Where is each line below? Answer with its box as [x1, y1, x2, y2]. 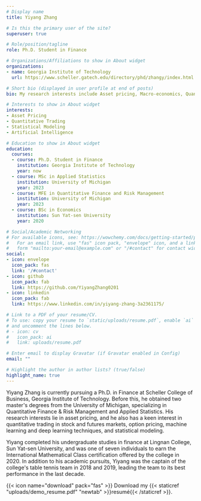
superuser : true [6, 30, 47, 36]
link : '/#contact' [11, 267, 58, 274]
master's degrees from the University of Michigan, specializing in [6, 401, 167, 408]
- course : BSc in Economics [11, 207, 82, 213]
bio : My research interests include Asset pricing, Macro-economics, [6, 91, 184, 97]
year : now [17, 168, 42, 174]
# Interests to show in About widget [6, 102, 100, 108]
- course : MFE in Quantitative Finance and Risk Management [11, 190, 165, 196]
